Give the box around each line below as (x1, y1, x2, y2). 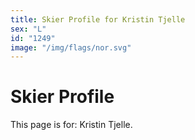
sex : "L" (10, 24, 47, 34)
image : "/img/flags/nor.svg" (10, 42, 132, 53)
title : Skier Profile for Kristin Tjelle (10, 14, 186, 25)
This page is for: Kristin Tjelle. (10, 119, 133, 131)
